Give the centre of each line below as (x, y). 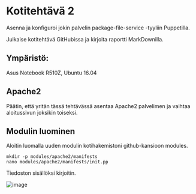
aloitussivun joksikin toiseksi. (42, 112)
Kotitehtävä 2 (40, 11)
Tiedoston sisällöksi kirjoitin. (41, 173)
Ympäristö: (28, 58)
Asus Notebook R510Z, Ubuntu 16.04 (52, 73)
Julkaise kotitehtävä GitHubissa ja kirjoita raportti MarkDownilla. (85, 39)
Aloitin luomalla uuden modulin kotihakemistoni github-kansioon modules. (97, 146)
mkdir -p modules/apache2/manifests (52, 157)
